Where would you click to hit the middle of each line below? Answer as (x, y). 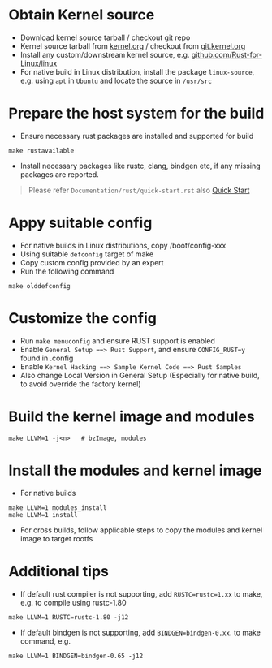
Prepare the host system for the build (136, 113)
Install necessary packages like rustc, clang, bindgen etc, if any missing (140, 166)
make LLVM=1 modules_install (58, 508)
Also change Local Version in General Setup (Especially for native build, (140, 375)
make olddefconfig (39, 286)
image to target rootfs (56, 538)
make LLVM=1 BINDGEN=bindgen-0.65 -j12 (76, 656)
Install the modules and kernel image (135, 470)
